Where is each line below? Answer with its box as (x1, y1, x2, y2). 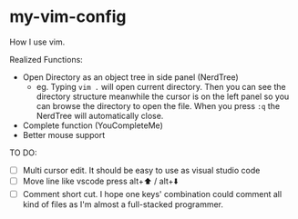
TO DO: (9, 147, 38, 158)
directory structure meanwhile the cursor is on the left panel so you (36, 91, 290, 102)
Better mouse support (22, 129, 106, 140)
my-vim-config (9, 6, 127, 27)
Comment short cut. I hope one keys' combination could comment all (22, 189, 283, 199)
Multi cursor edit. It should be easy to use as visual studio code (22, 164, 261, 175)
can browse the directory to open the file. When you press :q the (36, 100, 281, 111)
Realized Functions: (9, 54, 84, 65)
